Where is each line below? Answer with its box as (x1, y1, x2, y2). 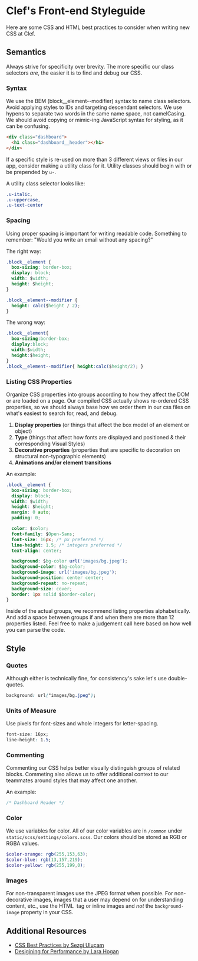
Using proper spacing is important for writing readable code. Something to (6, 230, 187, 237)
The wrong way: (6, 319, 46, 326)
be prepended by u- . (6, 168, 57, 175)
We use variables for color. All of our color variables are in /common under (6, 827, 183, 834)
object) (14, 428, 32, 435)
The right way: (6, 248, 41, 255)
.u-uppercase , (6, 197, 41, 203)
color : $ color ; (11, 526, 49, 532)
